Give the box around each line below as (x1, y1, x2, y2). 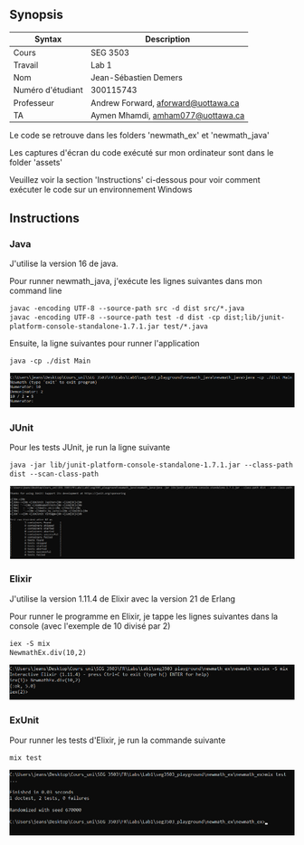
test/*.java (163, 322, 208, 331)
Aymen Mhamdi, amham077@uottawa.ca (90, 109, 245, 120)
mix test (9, 753, 43, 763)
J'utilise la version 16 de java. (9, 258, 119, 269)
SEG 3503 (90, 47, 129, 58)
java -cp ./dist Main (9, 356, 91, 366)
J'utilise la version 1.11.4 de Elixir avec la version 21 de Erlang (9, 593, 236, 604)
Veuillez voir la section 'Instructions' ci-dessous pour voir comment (9, 175, 261, 185)
